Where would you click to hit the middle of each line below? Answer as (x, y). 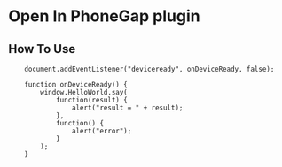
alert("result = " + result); (127, 108)
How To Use (42, 49)
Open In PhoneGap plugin (104, 16)
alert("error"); (102, 131)
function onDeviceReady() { (76, 85)
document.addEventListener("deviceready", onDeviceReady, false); (149, 69)
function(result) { (91, 100)
